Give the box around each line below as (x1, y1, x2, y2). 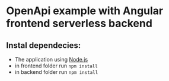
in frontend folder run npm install (14, 62, 98, 69)
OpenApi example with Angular (6, 4, 164, 18)
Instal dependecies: (6, 40, 81, 50)
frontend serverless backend (6, 17, 153, 30)
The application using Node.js (14, 56, 88, 63)
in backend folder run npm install (14, 69, 98, 75)
